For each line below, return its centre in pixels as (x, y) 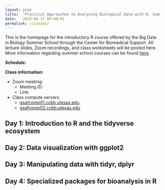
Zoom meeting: (27, 82)
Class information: (25, 72)
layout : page (18, 10)
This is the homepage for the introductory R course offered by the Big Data (81, 37)
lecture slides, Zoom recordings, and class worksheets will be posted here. (81, 48)
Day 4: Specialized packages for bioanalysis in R (81, 181)
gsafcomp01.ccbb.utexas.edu (49, 103)
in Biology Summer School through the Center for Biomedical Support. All (79, 43)
